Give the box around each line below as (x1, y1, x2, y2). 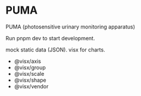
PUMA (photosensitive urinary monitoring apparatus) (5, 23, 135, 30)
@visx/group (14, 63, 46, 71)
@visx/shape (14, 76, 46, 84)
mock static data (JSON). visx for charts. (5, 46, 105, 53)
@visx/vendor (14, 82, 49, 89)
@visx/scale (14, 70, 45, 77)
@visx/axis (14, 57, 41, 65)
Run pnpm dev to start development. (5, 34, 95, 41)
